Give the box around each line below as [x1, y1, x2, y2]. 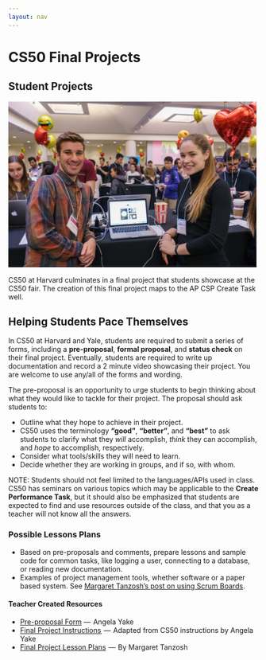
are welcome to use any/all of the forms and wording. [8, 370, 183, 380]
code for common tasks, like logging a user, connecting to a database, [19, 556, 250, 565]
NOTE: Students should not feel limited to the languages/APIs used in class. [8, 475, 256, 485]
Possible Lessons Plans [8, 529, 102, 541]
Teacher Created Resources [8, 599, 103, 609]
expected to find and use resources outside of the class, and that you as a [8, 501, 251, 510]
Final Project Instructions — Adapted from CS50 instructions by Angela [19, 625, 254, 635]
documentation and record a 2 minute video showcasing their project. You [8, 361, 251, 371]
